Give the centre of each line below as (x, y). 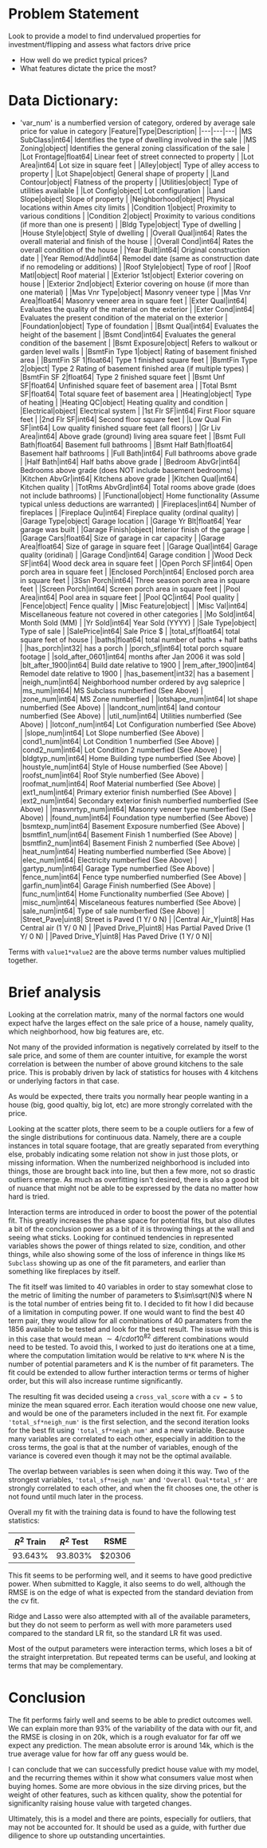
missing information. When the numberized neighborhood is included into (129, 1162)
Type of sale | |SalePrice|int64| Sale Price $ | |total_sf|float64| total (130, 631)
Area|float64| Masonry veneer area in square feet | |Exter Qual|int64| (133, 301)
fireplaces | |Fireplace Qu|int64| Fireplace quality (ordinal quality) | (129, 512)
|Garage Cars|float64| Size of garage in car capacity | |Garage (122, 538)
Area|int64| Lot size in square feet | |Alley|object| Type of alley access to (139, 165)
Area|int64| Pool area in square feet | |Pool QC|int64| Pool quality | (129, 597)
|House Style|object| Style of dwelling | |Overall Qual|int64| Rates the (133, 233)
